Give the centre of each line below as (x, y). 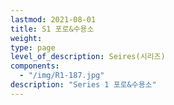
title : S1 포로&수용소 (52, 29)
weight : (26, 38)
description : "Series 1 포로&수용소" (83, 85)
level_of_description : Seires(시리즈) (88, 57)
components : (35, 66)
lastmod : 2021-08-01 (53, 19)
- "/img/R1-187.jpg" (62, 76)
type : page (33, 47)
